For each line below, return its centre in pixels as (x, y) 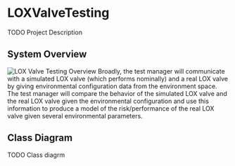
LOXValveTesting (58, 13)
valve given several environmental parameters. (75, 116)
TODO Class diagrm (36, 155)
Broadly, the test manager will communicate (161, 71)
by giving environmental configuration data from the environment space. (112, 86)
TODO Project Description (45, 32)
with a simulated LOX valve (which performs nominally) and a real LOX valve (118, 78)
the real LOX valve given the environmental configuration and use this (108, 101)
